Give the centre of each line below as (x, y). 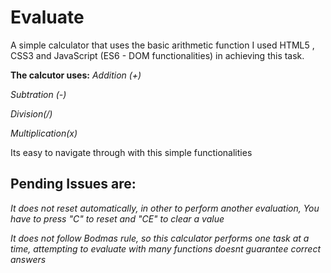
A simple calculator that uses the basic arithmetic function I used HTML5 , (162, 45)
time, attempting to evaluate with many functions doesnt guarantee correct (166, 248)
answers (28, 259)
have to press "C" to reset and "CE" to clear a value (117, 218)
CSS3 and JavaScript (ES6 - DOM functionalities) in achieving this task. (157, 55)
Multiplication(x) (44, 133)
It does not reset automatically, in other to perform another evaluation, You (165, 208)
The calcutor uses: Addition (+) (76, 75)
